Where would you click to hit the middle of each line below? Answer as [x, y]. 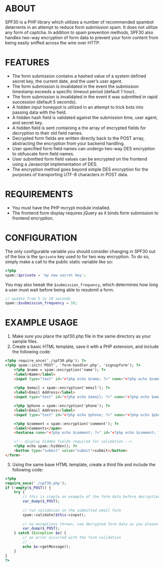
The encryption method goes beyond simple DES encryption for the [80, 169]
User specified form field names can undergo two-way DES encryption [83, 148]
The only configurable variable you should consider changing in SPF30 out [80, 251]
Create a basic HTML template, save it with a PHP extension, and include [85, 346]
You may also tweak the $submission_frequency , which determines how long [82, 284]
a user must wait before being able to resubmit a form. [60, 290]
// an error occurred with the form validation [72, 538]
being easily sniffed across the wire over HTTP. [53, 42]
